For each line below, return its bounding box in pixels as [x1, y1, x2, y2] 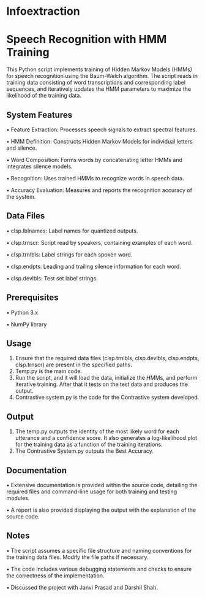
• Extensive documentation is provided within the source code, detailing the [6, 482, 198, 488]
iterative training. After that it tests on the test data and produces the [15, 380, 188, 388]
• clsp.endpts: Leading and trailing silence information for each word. [6, 263, 182, 270]
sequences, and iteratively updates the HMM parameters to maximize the [6, 85, 192, 93]
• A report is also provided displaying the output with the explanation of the [6, 506, 196, 514]
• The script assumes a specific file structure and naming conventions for [6, 547, 192, 554]
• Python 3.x [6, 309, 39, 316]
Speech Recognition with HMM [6, 33, 167, 47]
